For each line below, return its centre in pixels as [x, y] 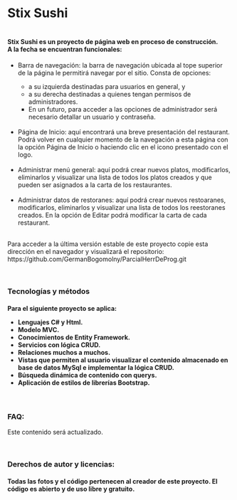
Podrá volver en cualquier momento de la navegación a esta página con [123, 139]
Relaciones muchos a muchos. [64, 352]
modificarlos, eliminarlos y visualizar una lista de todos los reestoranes [121, 207]
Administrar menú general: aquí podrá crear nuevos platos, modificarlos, [124, 169]
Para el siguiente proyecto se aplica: [62, 308]
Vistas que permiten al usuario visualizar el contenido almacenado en [123, 360]
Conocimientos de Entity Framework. [74, 337]
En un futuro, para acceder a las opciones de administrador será [123, 109]
